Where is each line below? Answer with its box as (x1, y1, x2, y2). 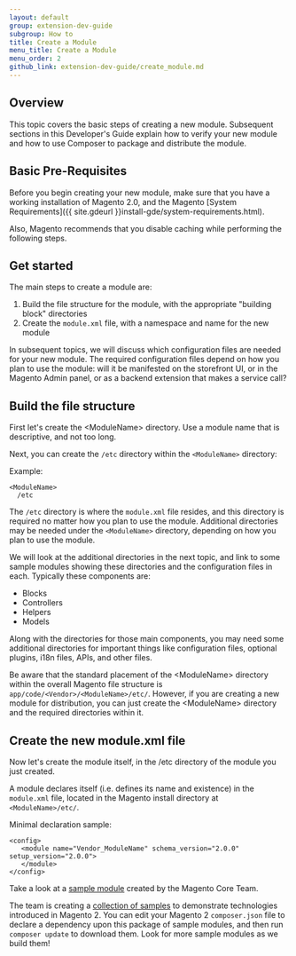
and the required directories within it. (9, 707, 144, 718)
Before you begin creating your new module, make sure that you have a (9, 187, 270, 198)
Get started (9, 258, 74, 273)
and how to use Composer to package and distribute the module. (9, 138, 247, 148)
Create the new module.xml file (9, 733, 186, 748)
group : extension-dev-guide (9, 21, 113, 30)
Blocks (21, 588, 47, 599)
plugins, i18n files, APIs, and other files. (9, 652, 152, 663)
